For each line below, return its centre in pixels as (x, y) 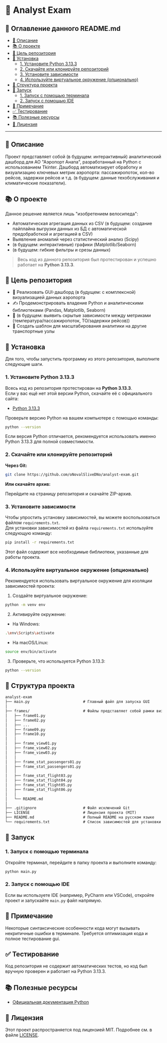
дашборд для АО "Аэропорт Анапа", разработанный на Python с (73, 162)
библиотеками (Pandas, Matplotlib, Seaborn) (59, 310)
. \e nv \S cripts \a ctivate (30, 633)
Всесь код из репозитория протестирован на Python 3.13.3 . (69, 388)
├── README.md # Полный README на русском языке (80, 817)
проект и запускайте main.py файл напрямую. (54, 900)
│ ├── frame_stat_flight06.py (39, 789)
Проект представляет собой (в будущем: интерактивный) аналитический (83, 157)
